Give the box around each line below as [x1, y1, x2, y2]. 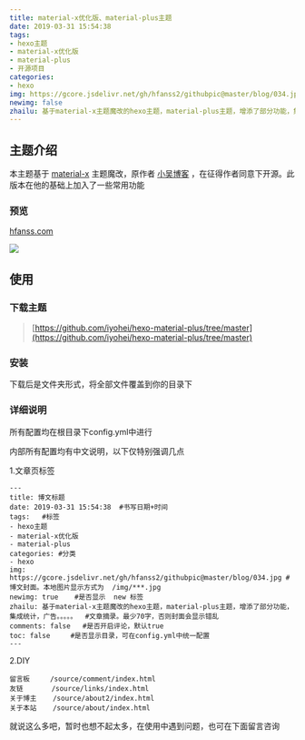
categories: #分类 [9, 549, 76, 558]
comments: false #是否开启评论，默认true [9, 621, 164, 631]
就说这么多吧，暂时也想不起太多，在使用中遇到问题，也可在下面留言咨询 [9, 720, 280, 731]
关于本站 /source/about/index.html [9, 703, 152, 713]
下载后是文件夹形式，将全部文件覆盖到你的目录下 [9, 379, 192, 390]
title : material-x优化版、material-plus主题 [9, 13, 172, 23]
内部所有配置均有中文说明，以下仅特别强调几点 [9, 445, 184, 456]
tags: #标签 [9, 512, 61, 522]
